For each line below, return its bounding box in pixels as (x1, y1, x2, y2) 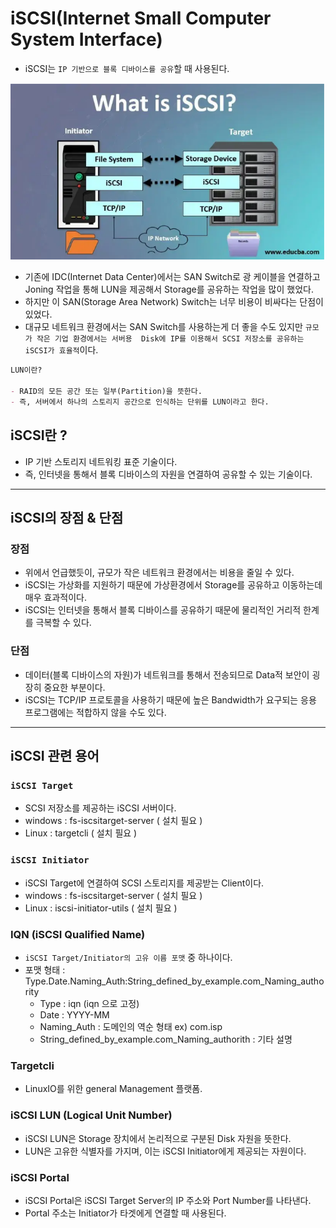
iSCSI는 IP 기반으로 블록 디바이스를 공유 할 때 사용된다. (24, 62, 230, 74)
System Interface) (10, 28, 163, 51)
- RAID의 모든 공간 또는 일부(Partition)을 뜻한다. (10, 387, 203, 397)
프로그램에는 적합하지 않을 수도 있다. (24, 706, 167, 718)
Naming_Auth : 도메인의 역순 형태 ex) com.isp (39, 1020, 223, 1032)
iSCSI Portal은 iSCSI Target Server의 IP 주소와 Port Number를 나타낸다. (24, 1194, 312, 1206)
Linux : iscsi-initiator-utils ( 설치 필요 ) (24, 902, 178, 914)
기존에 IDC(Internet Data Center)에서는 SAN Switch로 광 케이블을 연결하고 (24, 271, 321, 283)
